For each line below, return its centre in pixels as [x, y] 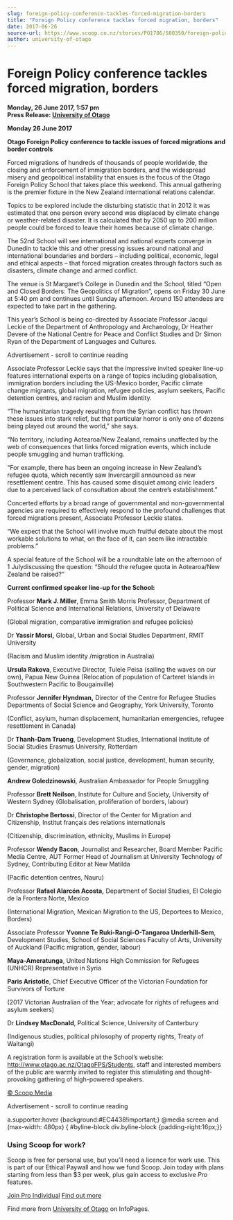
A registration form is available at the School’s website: [86, 1057]
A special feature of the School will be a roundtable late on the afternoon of [115, 559]
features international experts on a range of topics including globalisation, [113, 376]
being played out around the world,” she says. [73, 426]
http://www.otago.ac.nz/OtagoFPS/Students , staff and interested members [114, 1065]
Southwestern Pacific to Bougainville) [61, 684]
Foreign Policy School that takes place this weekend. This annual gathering [114, 185]
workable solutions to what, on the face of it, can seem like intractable [107, 539]
